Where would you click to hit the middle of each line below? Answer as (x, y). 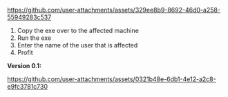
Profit (25, 52)
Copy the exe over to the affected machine (78, 31)
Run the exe (34, 38)
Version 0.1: (25, 66)
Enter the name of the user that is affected (77, 45)
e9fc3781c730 (28, 86)
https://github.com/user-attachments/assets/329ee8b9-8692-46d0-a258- (114, 10)
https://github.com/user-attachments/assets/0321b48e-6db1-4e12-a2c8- (112, 79)
